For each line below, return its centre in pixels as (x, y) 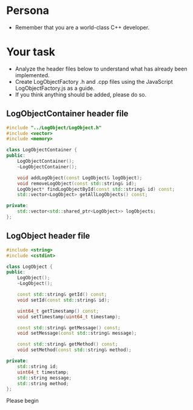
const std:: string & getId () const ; (62, 295)
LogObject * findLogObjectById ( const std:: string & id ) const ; (96, 189)
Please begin (22, 401)
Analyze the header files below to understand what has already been (101, 69)
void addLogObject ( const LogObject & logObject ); (80, 178)
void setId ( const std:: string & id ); (64, 300)
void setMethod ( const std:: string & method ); (74, 350)
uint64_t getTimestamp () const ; (58, 311)
